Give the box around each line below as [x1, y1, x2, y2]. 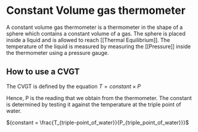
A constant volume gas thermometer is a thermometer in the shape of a [6, 24, 183, 31]
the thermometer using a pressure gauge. [6, 49, 109, 56]
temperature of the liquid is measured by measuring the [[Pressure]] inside [6, 43, 191, 50]
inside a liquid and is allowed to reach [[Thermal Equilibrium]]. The [6, 36, 170, 43]
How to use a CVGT [6, 67, 80, 77]
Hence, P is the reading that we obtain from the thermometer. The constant [6, 94, 192, 101]
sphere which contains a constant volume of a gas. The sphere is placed [6, 30, 186, 37]
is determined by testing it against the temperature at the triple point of [6, 101, 181, 108]
